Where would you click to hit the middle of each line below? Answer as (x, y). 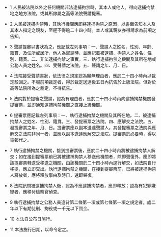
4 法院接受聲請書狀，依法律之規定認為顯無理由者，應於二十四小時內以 (80, 76)
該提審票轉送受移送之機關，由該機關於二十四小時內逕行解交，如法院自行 (83, 163)
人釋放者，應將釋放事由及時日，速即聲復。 (53, 175)
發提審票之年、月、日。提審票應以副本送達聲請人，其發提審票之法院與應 (83, 128)
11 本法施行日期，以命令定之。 (40, 229)
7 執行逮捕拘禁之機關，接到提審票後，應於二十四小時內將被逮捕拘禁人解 (82, 150)
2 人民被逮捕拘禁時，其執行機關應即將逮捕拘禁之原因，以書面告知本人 (80, 24)
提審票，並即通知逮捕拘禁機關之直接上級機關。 (57, 105)
